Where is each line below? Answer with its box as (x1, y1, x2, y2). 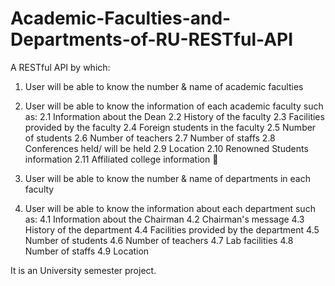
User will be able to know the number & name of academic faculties (24, 80, 304, 92)
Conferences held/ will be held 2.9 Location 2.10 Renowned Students (24, 142, 309, 154)
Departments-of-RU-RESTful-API (10, 28, 294, 51)
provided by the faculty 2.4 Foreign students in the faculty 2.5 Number (24, 121, 317, 133)
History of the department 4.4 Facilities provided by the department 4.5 (24, 223, 320, 236)
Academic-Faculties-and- (10, 7, 232, 30)
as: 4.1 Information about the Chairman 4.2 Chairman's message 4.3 (24, 213, 305, 225)
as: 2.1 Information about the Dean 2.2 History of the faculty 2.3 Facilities (24, 110, 325, 122)
